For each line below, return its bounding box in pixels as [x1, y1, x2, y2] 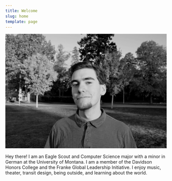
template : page [5, 19, 38, 24]
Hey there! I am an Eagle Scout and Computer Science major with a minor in [5, 153, 165, 160]
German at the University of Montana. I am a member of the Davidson [5, 159, 153, 165]
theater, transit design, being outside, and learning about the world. [5, 169, 147, 176]
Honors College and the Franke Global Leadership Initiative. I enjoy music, [5, 164, 161, 170]
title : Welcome [5, 8, 38, 13]
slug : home [5, 13, 29, 19]
